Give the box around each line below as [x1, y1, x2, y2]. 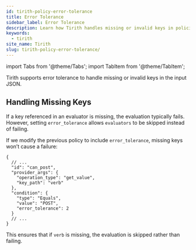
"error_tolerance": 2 [16, 206, 69, 211]
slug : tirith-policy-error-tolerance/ [6, 47, 100, 53]
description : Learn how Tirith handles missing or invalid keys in [6, 25, 174, 31]
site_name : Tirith [6, 42, 51, 47]
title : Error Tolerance [6, 14, 64, 20]
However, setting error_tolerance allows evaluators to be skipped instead [6, 119, 185, 126]
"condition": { [11, 190, 48, 196]
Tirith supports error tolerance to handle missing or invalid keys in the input [6, 74, 187, 81]
